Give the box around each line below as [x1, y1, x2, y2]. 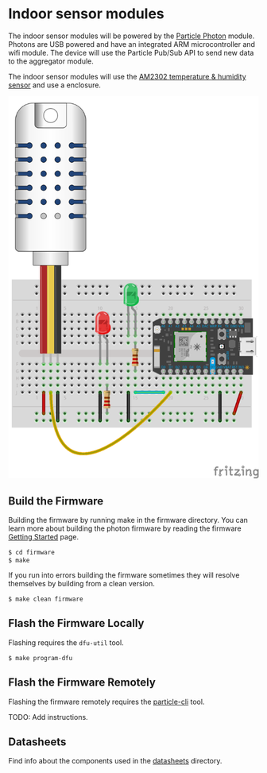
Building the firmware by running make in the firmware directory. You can [8, 516, 249, 525]
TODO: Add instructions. [8, 712, 89, 721]
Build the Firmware [8, 494, 104, 508]
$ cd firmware [8, 549, 56, 557]
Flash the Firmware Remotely [8, 676, 157, 690]
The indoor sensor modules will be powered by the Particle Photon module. [8, 31, 255, 41]
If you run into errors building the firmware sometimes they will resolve [8, 570, 240, 580]
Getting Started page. [8, 532, 79, 542]
